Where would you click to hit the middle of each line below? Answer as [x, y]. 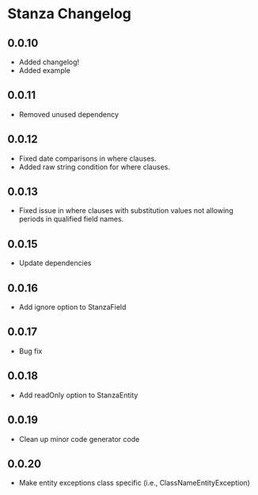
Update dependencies [55, 263]
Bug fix [30, 351]
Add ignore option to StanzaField [72, 307]
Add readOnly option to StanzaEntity [78, 395]
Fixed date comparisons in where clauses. [87, 158]
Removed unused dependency [69, 114]
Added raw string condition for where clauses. [95, 166]
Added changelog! [49, 62]
